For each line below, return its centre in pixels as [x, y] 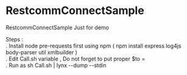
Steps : [15, 39]
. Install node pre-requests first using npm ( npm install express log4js [94, 46]
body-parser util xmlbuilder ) [41, 52]
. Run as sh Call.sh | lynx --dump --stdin [56, 65]
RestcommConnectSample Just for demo [57, 27]
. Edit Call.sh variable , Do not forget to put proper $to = [76, 59]
